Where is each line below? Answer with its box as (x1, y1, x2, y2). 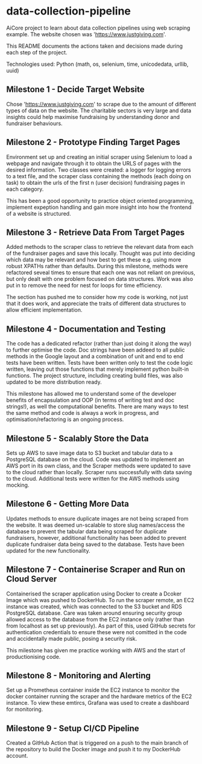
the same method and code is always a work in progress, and (6, 409, 159, 417)
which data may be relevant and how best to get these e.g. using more (6, 256, 181, 263)
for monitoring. (6, 705, 43, 713)
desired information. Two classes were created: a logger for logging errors (6, 166, 191, 173)
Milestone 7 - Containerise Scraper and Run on (6, 565, 186, 575)
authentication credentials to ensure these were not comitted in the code (6, 628, 187, 635)
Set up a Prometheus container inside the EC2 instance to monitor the (6, 687, 180, 694)
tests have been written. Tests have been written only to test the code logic (6, 359, 193, 367)
